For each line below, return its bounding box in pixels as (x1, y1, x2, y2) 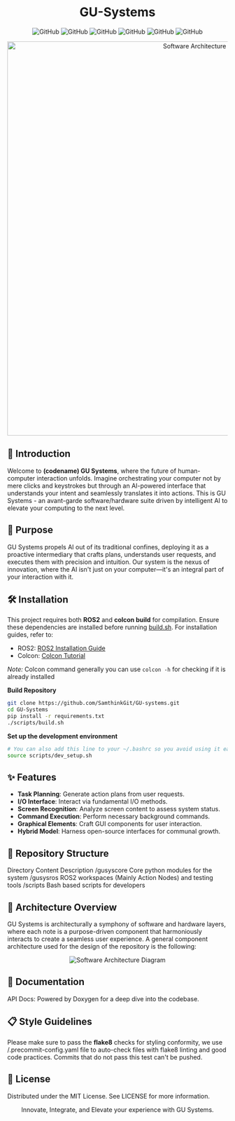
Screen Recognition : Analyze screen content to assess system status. (17, 805, 220, 813)
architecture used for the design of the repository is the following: (7, 942, 197, 951)
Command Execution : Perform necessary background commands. (17, 812, 211, 820)
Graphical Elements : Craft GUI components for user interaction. (17, 820, 202, 828)
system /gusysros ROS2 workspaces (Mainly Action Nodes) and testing (7, 874, 213, 882)
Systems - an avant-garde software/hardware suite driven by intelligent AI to (7, 496, 228, 504)
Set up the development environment (7, 731, 117, 740)
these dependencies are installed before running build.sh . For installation (7, 623, 218, 631)
